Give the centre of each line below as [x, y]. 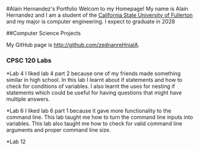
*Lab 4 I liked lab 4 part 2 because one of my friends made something [93, 73]
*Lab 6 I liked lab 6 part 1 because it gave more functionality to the [89, 111]
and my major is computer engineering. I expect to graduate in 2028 [91, 21]
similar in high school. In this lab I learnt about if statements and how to [94, 80]
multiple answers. [28, 99]
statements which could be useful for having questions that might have [94, 93]
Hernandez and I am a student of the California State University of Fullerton [99, 15]
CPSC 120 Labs [29, 60]
